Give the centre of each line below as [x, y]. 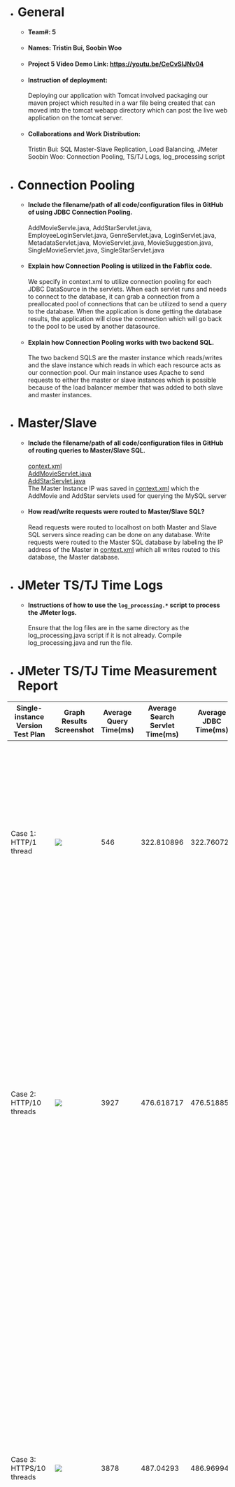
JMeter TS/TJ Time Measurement [117, 671]
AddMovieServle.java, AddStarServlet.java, [90, 227]
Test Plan [29, 734]
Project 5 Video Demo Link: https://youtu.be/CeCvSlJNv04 [116, 64]
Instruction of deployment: [68, 80]
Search [162, 717]
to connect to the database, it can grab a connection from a [114, 296]
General [41, 12]
